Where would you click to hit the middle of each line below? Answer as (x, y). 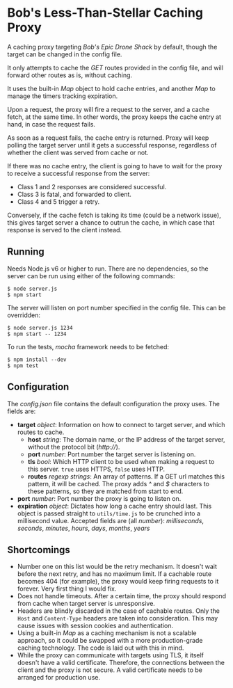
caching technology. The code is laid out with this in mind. (101, 648)
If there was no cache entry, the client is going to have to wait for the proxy (115, 166)
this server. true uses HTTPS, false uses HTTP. (96, 469)
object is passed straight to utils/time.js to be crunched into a (109, 513)
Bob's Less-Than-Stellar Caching (105, 13)
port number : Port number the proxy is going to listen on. (99, 498)
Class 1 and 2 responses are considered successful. (92, 186)
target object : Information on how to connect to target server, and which (121, 424)
